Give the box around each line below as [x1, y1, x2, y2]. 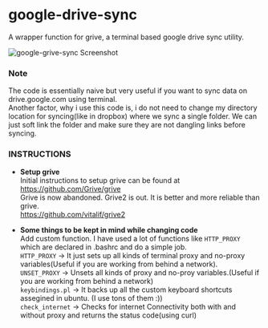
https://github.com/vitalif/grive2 [19, 209, 126, 219]
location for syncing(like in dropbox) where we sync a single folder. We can [8, 111, 258, 121]
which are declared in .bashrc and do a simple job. [19, 242, 187, 252]
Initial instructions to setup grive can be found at [19, 175, 181, 185]
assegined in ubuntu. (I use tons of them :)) [19, 293, 163, 302]
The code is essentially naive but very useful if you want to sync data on [8, 86, 247, 95]
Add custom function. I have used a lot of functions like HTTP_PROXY [19, 233, 241, 243]
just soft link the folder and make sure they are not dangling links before [8, 120, 246, 130]
